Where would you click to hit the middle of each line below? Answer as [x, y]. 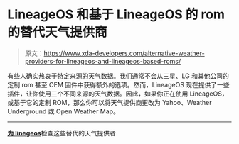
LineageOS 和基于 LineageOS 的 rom [116, 15]
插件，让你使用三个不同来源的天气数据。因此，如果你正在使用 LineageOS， [118, 94]
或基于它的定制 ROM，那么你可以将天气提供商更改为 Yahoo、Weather [110, 102]
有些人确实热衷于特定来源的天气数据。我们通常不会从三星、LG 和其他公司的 [118, 76]
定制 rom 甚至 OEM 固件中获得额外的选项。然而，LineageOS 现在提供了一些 [118, 84]
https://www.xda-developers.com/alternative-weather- [124, 53]
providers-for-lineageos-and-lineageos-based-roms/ [103, 61]
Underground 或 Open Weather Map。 [63, 111]
